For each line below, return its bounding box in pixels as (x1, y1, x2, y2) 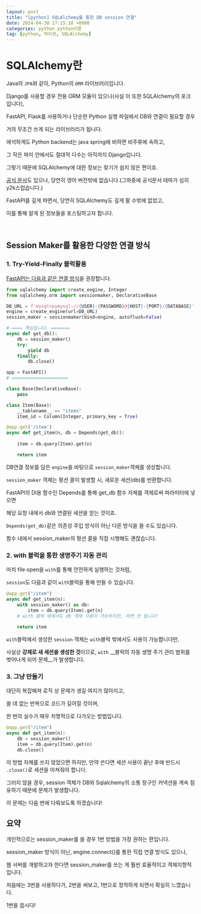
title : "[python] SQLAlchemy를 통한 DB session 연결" (6, 14, 137, 20)
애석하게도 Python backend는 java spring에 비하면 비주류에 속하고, (6, 139, 165, 146)
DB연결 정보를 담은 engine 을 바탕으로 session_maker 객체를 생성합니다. (6, 463, 172, 471)
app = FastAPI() (6, 370, 47, 376)
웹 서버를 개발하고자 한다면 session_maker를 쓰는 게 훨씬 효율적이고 (6, 861, 166, 868)
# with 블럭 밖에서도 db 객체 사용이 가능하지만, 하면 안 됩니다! (17, 613, 159, 619)
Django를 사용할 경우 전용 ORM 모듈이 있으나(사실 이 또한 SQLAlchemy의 (6, 92, 180, 100)
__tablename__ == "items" (17, 407, 82, 414)
